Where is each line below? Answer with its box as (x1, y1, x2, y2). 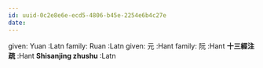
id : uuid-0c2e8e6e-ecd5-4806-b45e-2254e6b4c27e (8, 11, 167, 20)
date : (8, 19, 26, 27)
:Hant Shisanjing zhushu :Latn (16, 51, 116, 60)
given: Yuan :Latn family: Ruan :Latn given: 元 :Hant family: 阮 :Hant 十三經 (8, 41, 248, 51)
